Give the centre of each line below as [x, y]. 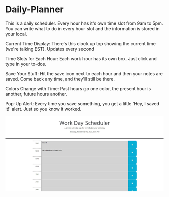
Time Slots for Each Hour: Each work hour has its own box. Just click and [81, 58]
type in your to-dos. [26, 64]
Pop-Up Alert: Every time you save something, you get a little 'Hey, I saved [82, 103]
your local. [16, 34]
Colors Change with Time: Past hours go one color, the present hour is [78, 88]
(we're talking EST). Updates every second [50, 49]
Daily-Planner [34, 9]
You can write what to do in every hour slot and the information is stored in [82, 28]
